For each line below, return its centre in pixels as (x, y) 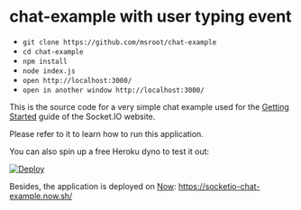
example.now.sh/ (41, 196)
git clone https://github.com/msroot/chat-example (119, 42)
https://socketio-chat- (219, 186)
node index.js (49, 71)
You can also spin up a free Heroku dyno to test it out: (109, 151)
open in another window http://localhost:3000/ (113, 90)
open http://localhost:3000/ (77, 80)
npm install (45, 61)
